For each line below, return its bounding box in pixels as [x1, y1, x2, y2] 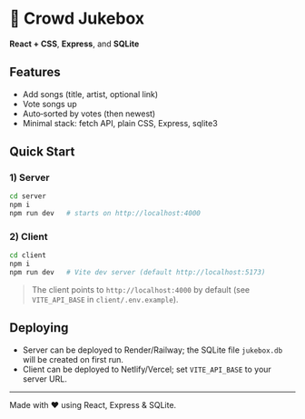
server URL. [22, 373, 68, 384]
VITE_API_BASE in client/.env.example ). [31, 294, 179, 304]
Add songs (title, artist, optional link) [22, 88, 159, 99]
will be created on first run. [22, 354, 124, 364]
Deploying [9, 320, 69, 335]
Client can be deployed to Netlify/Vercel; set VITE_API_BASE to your [22, 364, 272, 374]
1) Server [9, 172, 50, 185]
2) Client [9, 230, 48, 243]
